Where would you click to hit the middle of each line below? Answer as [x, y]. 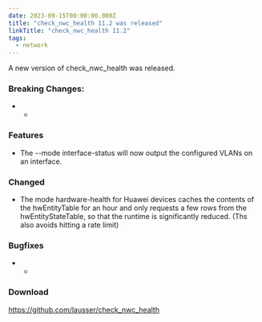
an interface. [41, 161]
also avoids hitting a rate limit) [69, 225]
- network [32, 46]
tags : [17, 38]
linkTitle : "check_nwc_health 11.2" [69, 30]
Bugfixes [26, 245]
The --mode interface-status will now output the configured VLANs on [136, 153]
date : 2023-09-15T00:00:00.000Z [62, 16]
